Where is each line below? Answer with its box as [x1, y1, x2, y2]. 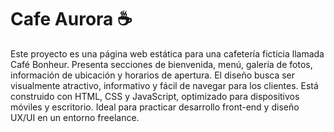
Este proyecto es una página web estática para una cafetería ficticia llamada [10, 47, 325, 60]
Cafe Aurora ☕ [10, 8, 133, 31]
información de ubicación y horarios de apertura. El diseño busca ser [10, 69, 296, 81]
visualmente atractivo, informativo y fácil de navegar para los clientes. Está [10, 79, 319, 91]
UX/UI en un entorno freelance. [10, 111, 140, 123]
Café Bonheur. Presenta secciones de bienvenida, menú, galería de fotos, [10, 58, 313, 70]
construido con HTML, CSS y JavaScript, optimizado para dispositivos [10, 90, 300, 102]
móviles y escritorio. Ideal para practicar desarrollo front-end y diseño [10, 101, 300, 113]
